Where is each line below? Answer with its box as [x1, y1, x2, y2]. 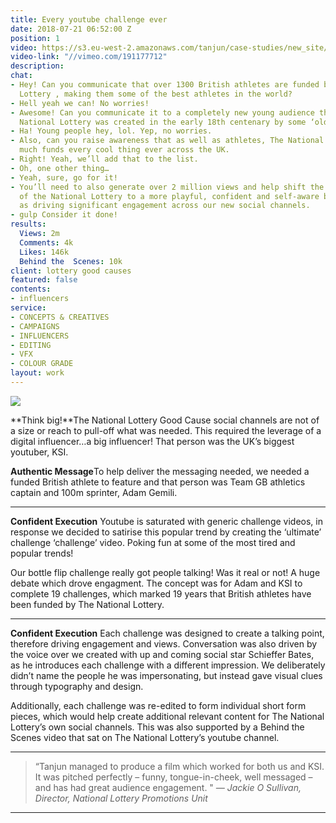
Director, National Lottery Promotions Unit [34, 792, 208, 804]
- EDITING [10, 340, 52, 350]
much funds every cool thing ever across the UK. [19, 145, 230, 155]
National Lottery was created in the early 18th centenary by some [19, 117, 307, 127]
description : [10, 61, 65, 71]
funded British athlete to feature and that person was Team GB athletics [10, 476, 306, 488]
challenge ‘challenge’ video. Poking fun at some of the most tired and [10, 536, 296, 548]
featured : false [10, 275, 78, 285]
